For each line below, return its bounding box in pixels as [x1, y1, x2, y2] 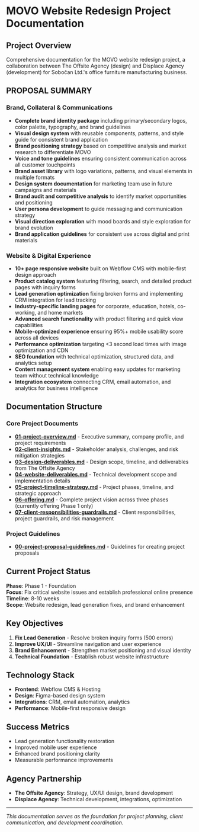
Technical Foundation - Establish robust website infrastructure [14, 653, 169, 660]
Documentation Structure [6, 402, 102, 412]
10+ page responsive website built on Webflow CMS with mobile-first [14, 265, 187, 272]
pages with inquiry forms [14, 283, 76, 291]
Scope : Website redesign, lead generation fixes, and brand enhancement [6, 601, 185, 608]
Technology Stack [6, 670, 75, 680]
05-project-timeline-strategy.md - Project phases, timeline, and [14, 483, 174, 490]
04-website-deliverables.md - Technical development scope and [14, 471, 177, 478]
